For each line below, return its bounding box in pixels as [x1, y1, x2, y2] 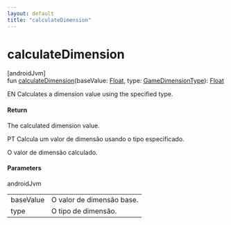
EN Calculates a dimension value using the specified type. [7, 90, 173, 98]
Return [7, 106, 28, 114]
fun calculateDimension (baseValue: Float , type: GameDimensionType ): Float [7, 77, 224, 85]
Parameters [7, 164, 42, 172]
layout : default [7, 10, 54, 17]
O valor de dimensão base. [51, 195, 139, 204]
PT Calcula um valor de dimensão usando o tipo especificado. [7, 134, 185, 143]
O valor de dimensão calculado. [7, 148, 99, 156]
